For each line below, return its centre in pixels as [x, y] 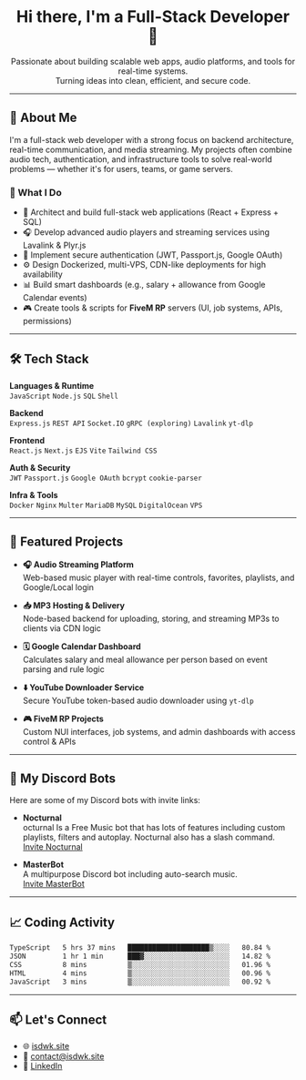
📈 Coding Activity [62, 922]
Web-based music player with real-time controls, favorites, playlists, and [158, 577]
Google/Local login [58, 587]
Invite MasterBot [53, 884]
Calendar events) [55, 298]
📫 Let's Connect [58, 1020]
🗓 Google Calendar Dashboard [82, 646]
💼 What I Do [36, 192]
